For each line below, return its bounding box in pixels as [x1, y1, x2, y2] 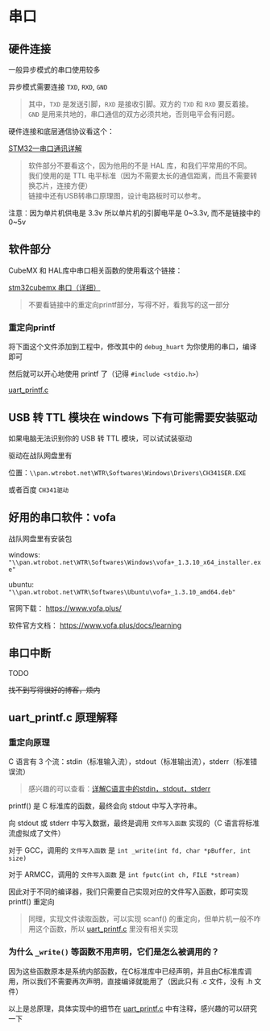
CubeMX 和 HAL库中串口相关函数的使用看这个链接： [8, 265, 183, 275]
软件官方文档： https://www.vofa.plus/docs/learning [8, 620, 182, 630]
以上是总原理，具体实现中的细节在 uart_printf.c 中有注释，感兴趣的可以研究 [8, 1004, 258, 1013]
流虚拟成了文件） [8, 829, 65, 838]
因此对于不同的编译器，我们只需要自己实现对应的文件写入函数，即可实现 [8, 887, 248, 896]
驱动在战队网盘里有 [8, 450, 73, 460]
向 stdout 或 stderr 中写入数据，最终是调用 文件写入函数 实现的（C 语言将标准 [8, 818, 260, 828]
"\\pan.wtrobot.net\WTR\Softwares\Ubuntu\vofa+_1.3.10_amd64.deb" [8, 588, 236, 596]
